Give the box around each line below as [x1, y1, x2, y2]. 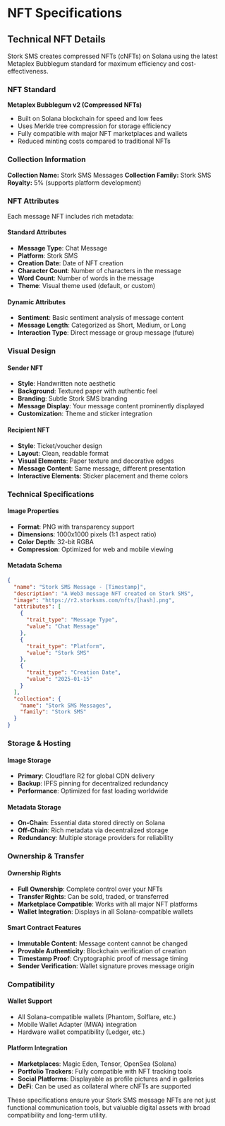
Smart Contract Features [7, 924, 82, 932]
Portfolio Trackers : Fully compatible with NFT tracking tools [17, 1067, 193, 1076]
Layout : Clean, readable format [17, 449, 109, 457]
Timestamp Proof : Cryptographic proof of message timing [17, 954, 188, 963]
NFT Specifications [7, 5, 122, 21]
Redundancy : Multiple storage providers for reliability [17, 834, 174, 842]
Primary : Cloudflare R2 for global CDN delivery [17, 771, 155, 780]
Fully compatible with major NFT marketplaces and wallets [17, 130, 188, 138]
